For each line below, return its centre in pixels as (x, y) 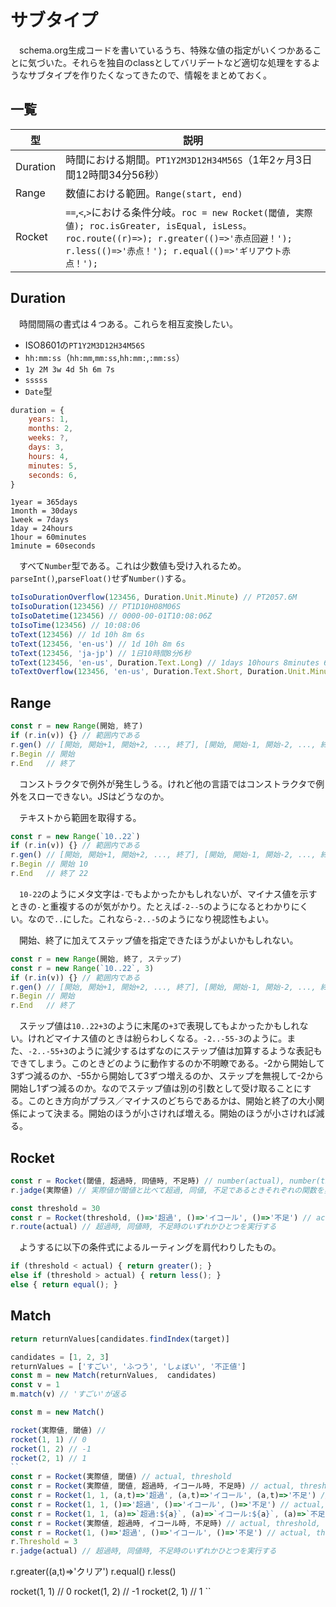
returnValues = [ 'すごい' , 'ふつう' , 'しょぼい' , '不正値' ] (128, 1366)
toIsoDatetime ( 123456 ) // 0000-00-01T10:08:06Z (111, 616)
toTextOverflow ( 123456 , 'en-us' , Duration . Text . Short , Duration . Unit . (160, 672)
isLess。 (231, 225)
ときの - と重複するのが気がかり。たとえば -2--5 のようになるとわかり (151, 906)
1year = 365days (44, 502)
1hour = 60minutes (48, 537)
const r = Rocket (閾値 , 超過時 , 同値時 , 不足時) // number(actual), (147, 1181)
